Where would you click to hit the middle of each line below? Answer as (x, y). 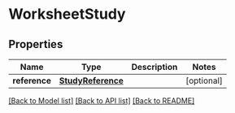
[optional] (205, 80)
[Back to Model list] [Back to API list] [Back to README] (102, 101)
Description (154, 67)
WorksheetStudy (67, 14)
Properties (36, 44)
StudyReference (91, 80)
